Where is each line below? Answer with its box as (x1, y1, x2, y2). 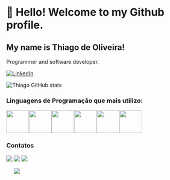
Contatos (6, 141, 34, 150)
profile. (6, 18, 44, 32)
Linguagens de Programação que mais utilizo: (6, 96, 143, 105)
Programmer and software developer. (6, 58, 99, 65)
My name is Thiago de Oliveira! (6, 42, 125, 52)
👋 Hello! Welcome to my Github (6, 5, 165, 19)
